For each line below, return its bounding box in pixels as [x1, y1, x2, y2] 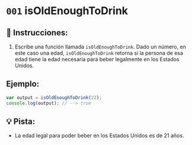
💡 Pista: [6, 116, 36, 126]
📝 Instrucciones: [6, 28, 68, 38]
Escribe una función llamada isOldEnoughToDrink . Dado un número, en [14, 43, 187, 50]
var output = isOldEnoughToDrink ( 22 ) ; [6, 94, 102, 101]
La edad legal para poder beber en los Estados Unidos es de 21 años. [14, 132, 184, 139]
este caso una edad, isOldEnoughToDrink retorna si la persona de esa [14, 50, 184, 57]
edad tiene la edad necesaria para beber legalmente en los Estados [14, 56, 180, 62]
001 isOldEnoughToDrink [6, 4, 129, 18]
